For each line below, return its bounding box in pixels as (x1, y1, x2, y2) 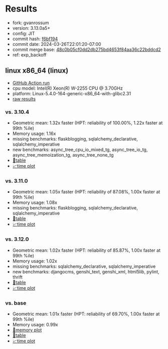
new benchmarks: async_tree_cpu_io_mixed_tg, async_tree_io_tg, (12, 147, 148, 153)
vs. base (5, 299, 27, 306)
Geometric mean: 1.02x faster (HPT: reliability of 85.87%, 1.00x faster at (12, 247, 160, 253)
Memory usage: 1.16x (12, 130, 56, 136)
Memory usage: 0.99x (12, 321, 59, 327)
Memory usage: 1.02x (12, 258, 58, 264)
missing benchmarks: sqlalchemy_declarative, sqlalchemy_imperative (12, 263, 156, 269)
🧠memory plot (12, 327, 42, 333)
